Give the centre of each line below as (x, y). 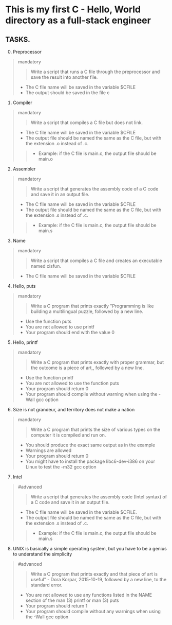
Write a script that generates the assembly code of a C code (94, 189)
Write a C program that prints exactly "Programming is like (92, 306)
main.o (45, 159)
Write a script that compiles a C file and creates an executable (97, 261)
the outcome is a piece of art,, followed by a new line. (87, 368)
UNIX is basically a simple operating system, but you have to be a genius (90, 549)
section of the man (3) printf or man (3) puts (72, 600)
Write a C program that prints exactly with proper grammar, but (97, 362)
